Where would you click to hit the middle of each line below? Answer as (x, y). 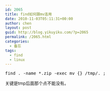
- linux (17, 60)
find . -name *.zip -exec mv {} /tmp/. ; (55, 73)
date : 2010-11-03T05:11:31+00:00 (39, 19)
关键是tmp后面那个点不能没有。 (37, 83)
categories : (17, 42)
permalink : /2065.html (28, 37)
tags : (11, 50)
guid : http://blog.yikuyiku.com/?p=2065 (47, 32)
